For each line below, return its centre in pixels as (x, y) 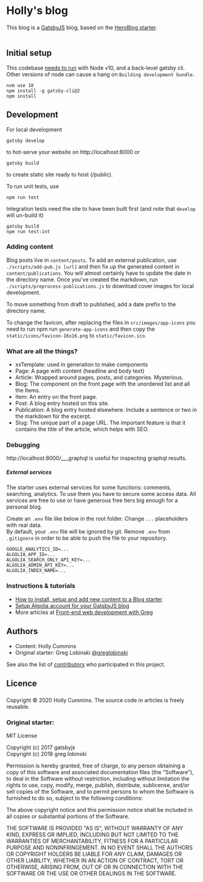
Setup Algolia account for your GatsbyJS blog (72, 605)
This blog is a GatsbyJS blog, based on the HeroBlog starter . (82, 27)
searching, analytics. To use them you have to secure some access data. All (101, 494)
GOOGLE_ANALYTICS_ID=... (38, 549)
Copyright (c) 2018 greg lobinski (46, 754)
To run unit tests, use (33, 186)
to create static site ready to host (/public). (60, 174)
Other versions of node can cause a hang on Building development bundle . (100, 74)
